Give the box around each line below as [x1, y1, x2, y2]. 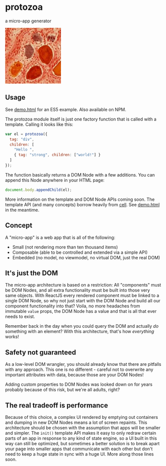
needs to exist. [5, 314, 36, 320]
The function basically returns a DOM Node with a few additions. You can [5, 172, 155, 177]
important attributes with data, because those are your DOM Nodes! [5, 372, 144, 378]
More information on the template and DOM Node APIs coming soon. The [5, 196, 155, 202]
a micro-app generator [5, 18, 52, 24]
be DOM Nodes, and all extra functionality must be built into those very [5, 287, 150, 293]
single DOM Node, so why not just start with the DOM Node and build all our [5, 298, 161, 304]
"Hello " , [14, 147, 35, 152]
